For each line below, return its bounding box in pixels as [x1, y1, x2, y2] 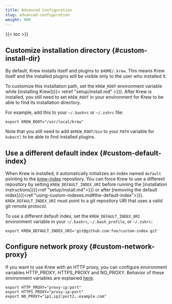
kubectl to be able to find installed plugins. [5, 134, 96, 140]
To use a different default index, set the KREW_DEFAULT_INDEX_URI [5, 213, 140, 219]
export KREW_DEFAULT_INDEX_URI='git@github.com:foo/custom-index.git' [5, 229, 160, 234]
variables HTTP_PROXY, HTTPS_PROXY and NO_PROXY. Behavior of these [5, 269, 164, 275]
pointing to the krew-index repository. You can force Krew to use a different [5, 176, 165, 182]
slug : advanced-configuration [5, 12, 70, 17]
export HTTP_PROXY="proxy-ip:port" [5, 284, 82, 290]
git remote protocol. [5, 203, 47, 209]
